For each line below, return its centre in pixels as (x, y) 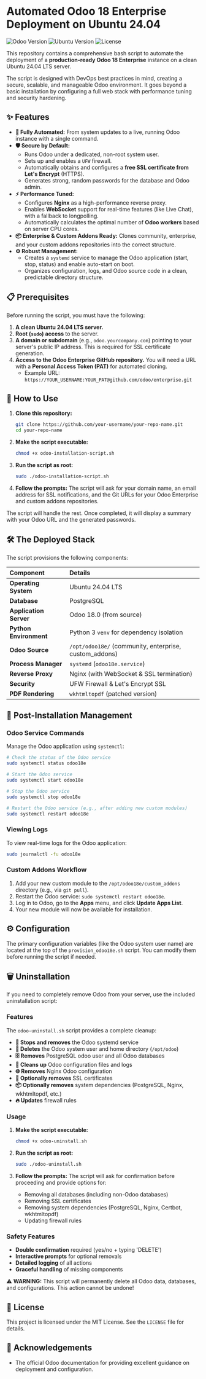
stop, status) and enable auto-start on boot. (79, 264)
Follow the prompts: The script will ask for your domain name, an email (105, 488)
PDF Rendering (32, 694)
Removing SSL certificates (58, 1201)
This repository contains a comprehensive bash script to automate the (95, 53)
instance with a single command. (57, 138)
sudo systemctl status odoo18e (46, 763)
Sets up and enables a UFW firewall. (68, 160)
